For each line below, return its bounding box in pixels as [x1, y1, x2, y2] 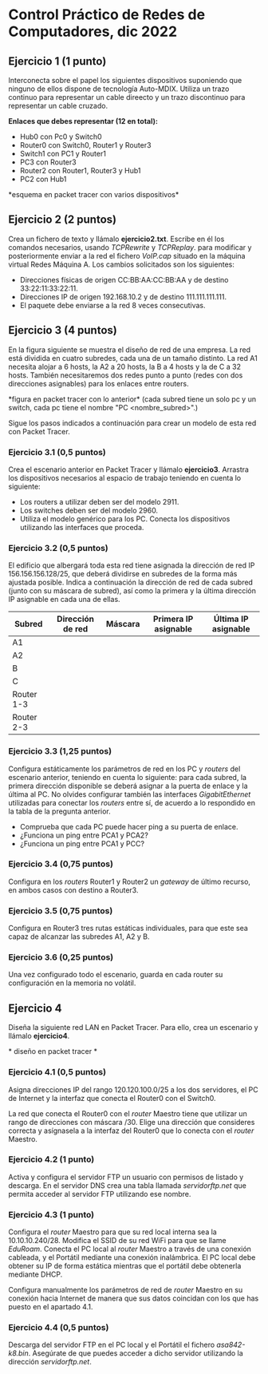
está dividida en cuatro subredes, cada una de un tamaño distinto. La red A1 [8, 353, 258, 362]
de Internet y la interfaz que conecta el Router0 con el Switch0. [8, 1093, 216, 1103]
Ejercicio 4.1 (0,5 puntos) [8, 1067, 106, 1078]
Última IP [213, 613, 249, 624]
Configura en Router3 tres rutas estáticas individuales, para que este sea [8, 924, 249, 933]
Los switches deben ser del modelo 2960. [19, 505, 158, 515]
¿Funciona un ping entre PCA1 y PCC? [19, 838, 145, 848]
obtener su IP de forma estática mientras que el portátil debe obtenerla [8, 1261, 242, 1271]
